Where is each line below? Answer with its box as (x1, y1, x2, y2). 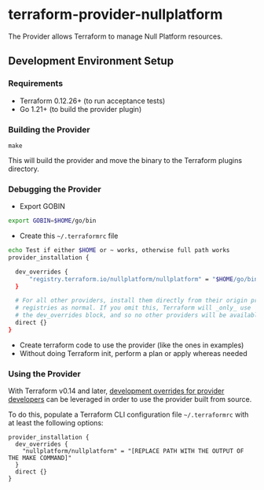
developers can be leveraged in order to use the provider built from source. (8, 395, 252, 404)
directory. (8, 164, 39, 173)
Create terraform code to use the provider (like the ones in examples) (19, 340, 244, 350)
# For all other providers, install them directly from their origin (15, 297, 247, 305)
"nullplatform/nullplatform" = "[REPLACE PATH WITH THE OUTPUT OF (22, 447, 244, 455)
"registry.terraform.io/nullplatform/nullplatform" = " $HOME (28, 275, 234, 283)
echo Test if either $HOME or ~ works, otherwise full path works (8, 247, 230, 254)
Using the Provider (8, 368, 81, 379)
